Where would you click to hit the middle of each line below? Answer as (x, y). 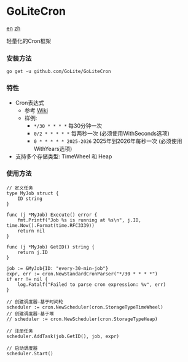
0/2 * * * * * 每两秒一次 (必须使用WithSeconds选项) (102, 133)
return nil (31, 231)
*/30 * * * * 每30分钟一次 (68, 125)
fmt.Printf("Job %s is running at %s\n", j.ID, (79, 220)
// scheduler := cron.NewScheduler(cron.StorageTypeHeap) (82, 319)
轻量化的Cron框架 (29, 40)
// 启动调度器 (22, 348)
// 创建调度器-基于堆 (30, 314)
